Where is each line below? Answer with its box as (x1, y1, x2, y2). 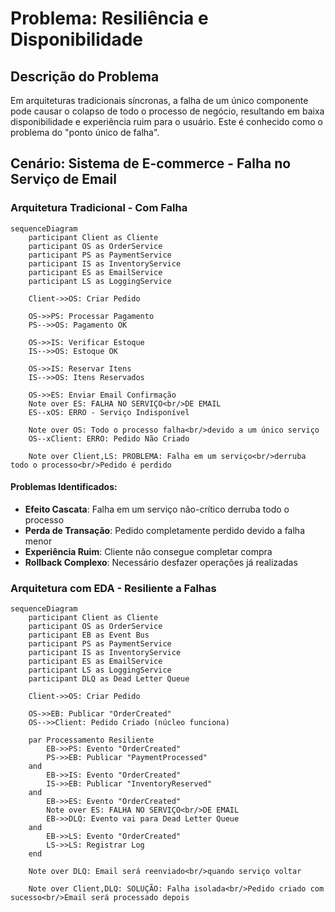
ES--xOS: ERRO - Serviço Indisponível (28, 407, 190, 417)
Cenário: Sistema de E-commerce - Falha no (10, 155, 292, 172)
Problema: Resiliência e (10, 7, 209, 30)
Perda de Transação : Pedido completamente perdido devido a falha (24, 524, 305, 536)
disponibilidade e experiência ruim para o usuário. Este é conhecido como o (10, 116, 323, 127)
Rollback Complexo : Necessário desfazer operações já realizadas (24, 556, 298, 568)
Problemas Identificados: (10, 481, 118, 493)
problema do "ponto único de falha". (10, 127, 160, 138)
